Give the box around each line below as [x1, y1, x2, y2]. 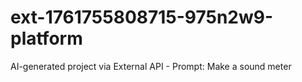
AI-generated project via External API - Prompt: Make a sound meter [10, 60, 292, 72]
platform [10, 27, 83, 50]
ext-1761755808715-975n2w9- [10, 6, 274, 29]
